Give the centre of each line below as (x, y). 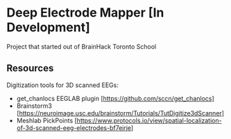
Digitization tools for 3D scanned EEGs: (62, 85)
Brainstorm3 (34, 106)
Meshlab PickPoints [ (46, 120)
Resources (30, 68)
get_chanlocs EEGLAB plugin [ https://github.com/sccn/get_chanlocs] (115, 98)
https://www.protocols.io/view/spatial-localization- (149, 120)
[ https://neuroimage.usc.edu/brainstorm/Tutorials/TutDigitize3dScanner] (120, 113)
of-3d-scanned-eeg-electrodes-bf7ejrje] (75, 128)
